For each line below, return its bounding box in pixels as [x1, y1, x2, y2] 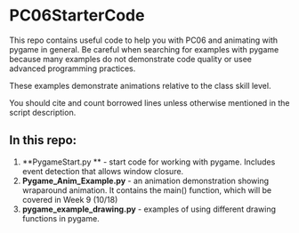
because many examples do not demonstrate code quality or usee [9, 53, 252, 64]
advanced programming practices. [9, 63, 136, 74]
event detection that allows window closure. [21, 165, 184, 176]
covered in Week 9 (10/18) [21, 194, 118, 205]
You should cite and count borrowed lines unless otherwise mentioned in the [9, 97, 290, 108]
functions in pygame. [21, 213, 100, 223]
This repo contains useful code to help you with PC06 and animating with [9, 35, 279, 45]
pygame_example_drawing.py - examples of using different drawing [21, 204, 277, 214]
